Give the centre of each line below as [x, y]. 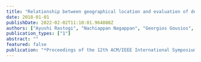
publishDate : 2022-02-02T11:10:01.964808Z [60, 22]
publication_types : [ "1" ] [38, 34]
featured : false [26, 45]
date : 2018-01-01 [28, 17]
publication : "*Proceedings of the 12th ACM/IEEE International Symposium [101, 50]
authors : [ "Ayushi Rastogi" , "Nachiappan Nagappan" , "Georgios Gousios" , [100, 28]
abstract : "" [22, 39]
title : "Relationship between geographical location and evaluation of [97, 12]
